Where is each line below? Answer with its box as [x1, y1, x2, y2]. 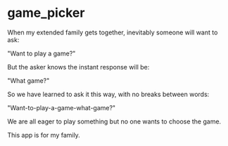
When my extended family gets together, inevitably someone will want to [7, 28, 218, 36]
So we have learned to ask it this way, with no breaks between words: [7, 90, 210, 98]
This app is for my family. [7, 131, 81, 139]
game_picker [7, 5, 85, 21]
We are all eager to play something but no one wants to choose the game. [7, 117, 222, 126]
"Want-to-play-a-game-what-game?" [7, 103, 116, 112]
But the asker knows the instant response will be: [7, 62, 150, 71]
